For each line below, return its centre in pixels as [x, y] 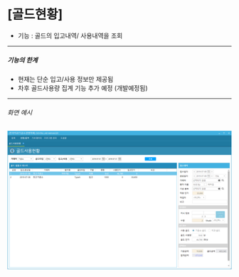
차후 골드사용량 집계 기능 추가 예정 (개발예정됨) [83, 88]
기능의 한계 [22, 60]
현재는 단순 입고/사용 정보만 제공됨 [65, 79]
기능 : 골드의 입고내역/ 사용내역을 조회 [70, 36]
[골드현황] [35, 15]
